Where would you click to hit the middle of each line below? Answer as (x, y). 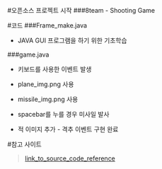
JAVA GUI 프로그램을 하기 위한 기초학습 (72, 40)
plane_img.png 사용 (46, 84)
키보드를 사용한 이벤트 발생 (54, 69)
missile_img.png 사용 (48, 99)
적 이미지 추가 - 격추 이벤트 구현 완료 (68, 129)
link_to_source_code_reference (70, 158)
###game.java (28, 54)
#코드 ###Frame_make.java (47, 25)
